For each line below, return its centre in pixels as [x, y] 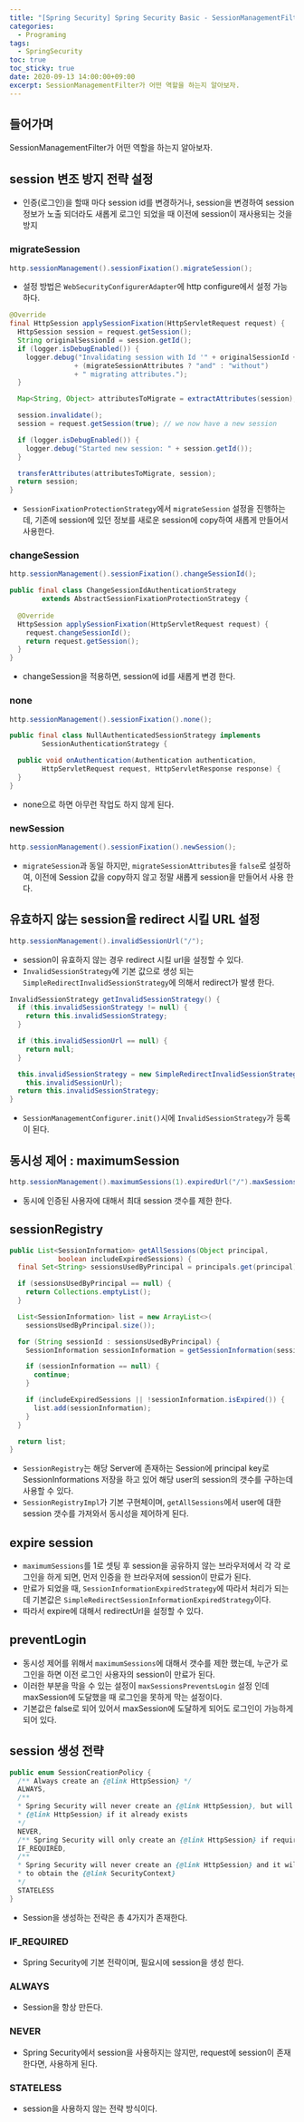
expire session [52, 1543]
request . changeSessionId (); [78, 633]
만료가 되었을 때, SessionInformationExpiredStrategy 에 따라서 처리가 [147, 1589]
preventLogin [48, 1640]
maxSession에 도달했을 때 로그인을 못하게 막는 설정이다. [122, 1697]
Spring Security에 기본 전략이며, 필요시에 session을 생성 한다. [133, 1962]
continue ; [52, 1375]
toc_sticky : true [42, 69]
